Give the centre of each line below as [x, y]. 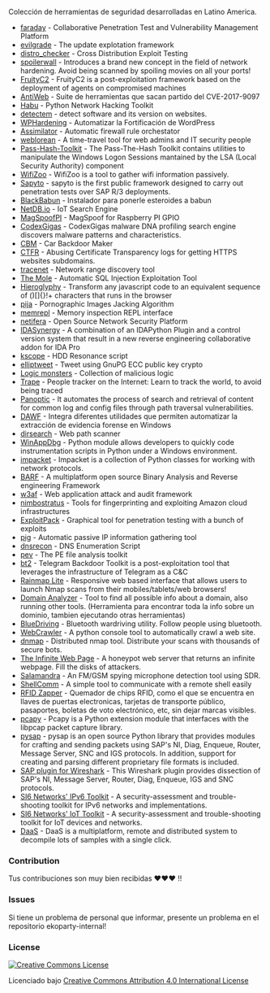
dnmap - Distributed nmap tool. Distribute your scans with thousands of [140, 641]
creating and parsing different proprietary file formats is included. [129, 762]
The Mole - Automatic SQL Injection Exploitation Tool [108, 278]
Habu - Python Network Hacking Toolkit [87, 105]
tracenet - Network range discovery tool [88, 269]
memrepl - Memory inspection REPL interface [96, 313]
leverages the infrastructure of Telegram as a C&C [104, 572]
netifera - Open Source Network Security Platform [104, 321]
